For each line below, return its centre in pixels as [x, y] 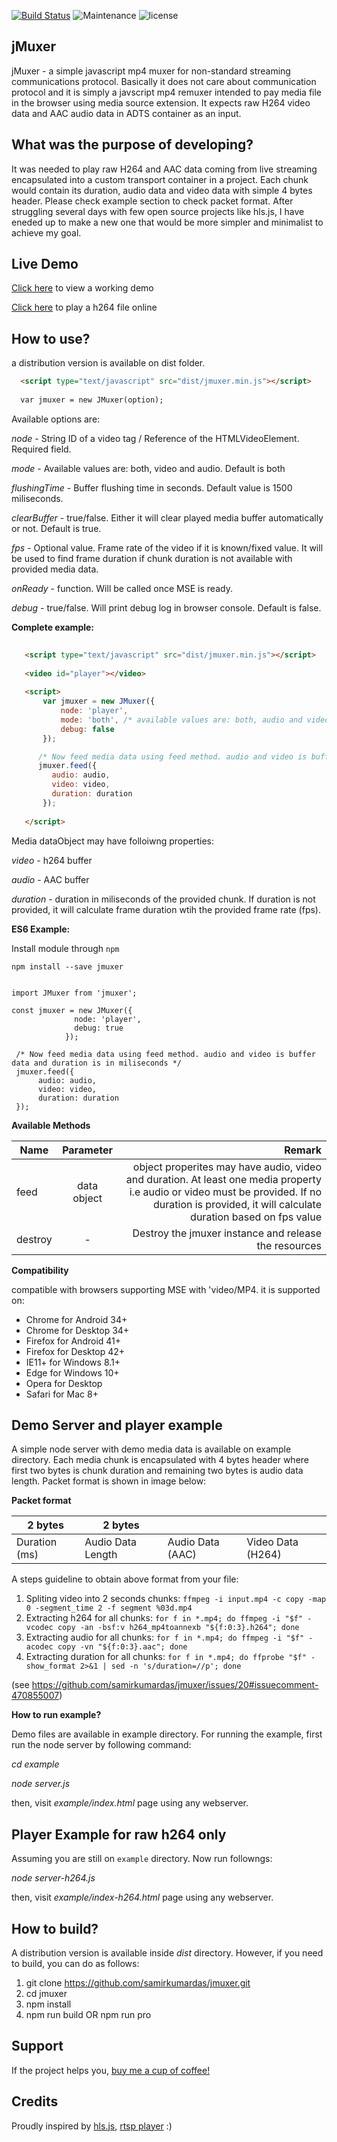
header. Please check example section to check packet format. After [152, 201]
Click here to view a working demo [82, 288]
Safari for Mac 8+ [62, 1394]
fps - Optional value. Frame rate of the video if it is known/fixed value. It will [167, 547]
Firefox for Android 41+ [73, 1341]
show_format [50, 1666]
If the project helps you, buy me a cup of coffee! [111, 2070]
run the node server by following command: [101, 1745]
